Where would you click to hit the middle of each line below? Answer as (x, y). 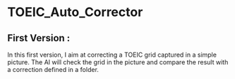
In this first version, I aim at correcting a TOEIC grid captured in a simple (112, 55)
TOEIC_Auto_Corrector (75, 12)
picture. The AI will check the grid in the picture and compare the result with (118, 62)
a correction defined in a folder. (53, 70)
